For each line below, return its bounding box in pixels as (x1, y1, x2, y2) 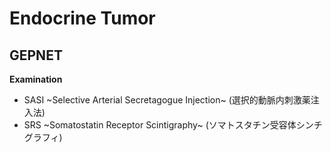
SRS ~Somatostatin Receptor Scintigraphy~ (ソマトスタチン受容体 (23, 119, 297, 131)
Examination (9, 73, 63, 85)
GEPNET (9, 47, 63, 64)
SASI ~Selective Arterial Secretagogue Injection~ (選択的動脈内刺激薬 (23, 94, 311, 106)
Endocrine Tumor (9, 7, 156, 30)
